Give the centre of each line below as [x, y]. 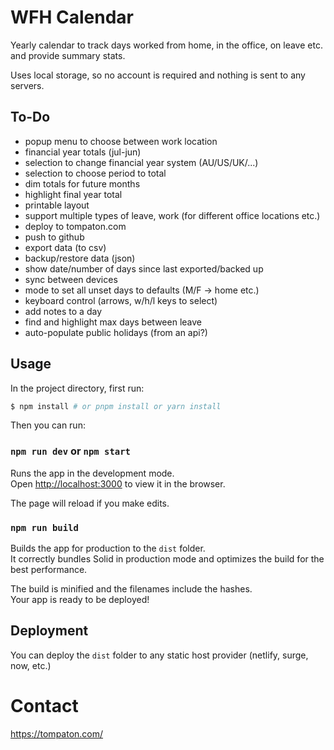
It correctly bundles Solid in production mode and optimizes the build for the [167, 559]
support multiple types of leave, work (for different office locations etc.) [172, 215]
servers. [27, 85]
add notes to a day [63, 311]
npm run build [44, 527]
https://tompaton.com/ [57, 733]
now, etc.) [31, 665]
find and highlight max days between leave [113, 322]
